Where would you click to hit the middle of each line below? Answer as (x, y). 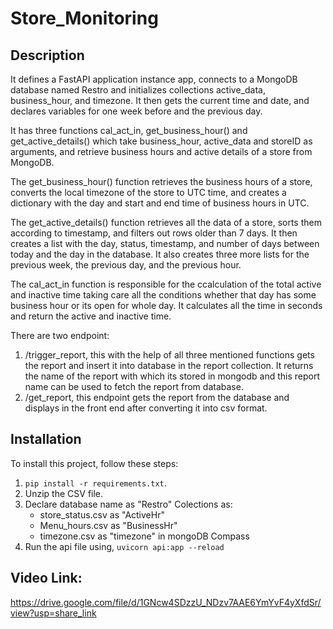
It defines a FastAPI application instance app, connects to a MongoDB (154, 79)
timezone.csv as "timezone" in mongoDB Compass (144, 536)
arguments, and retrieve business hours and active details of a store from (161, 151)
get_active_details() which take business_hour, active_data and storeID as (161, 141)
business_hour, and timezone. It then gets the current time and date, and (160, 100)
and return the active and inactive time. (91, 316)
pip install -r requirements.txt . (95, 483)
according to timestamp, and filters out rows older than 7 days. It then (154, 233)
